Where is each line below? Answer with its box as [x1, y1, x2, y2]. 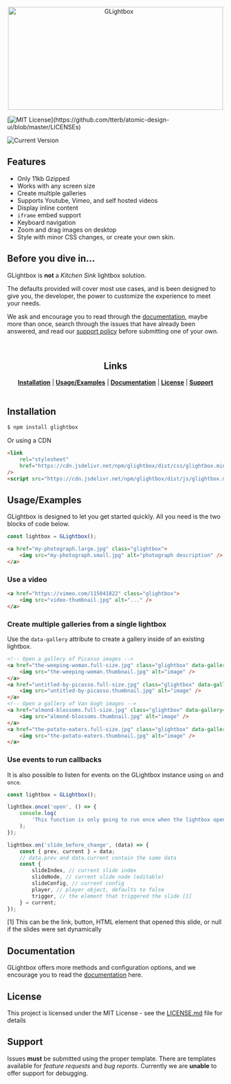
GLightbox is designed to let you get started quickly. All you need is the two [7, 512, 221, 521]
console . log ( [19, 810, 57, 817]
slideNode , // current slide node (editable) [32, 874, 165, 880]
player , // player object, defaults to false [32, 886, 165, 893]
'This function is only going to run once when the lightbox [32, 816, 211, 823]
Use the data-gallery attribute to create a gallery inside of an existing [7, 635, 205, 643]
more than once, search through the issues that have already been [7, 319, 196, 328]
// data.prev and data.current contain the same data [19, 854, 177, 861]
